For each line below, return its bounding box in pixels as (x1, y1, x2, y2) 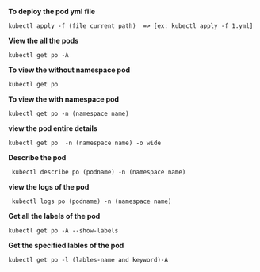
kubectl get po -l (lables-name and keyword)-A (8, 256, 169, 264)
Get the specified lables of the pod (8, 241, 124, 250)
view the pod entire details (8, 124, 97, 133)
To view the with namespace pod (8, 94, 120, 104)
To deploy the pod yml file (8, 7, 96, 16)
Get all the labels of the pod (8, 212, 101, 220)
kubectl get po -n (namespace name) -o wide (8, 139, 161, 147)
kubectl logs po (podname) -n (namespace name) (11, 197, 172, 205)
